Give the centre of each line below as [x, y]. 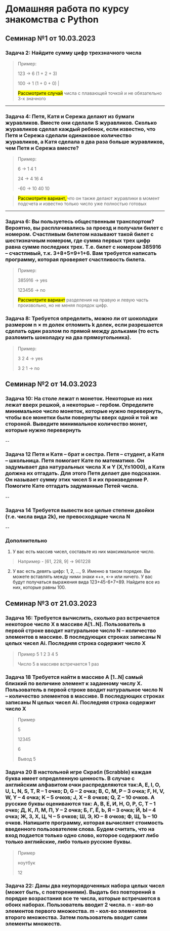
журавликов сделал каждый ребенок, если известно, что [80, 129]
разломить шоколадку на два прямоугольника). [68, 337]
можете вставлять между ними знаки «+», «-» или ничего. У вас [82, 577]
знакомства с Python [52, 20]
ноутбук [26, 863]
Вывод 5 [27, 759]
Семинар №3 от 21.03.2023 [51, 603]
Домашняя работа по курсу [67, 9]
